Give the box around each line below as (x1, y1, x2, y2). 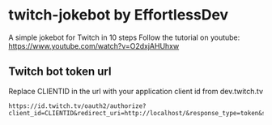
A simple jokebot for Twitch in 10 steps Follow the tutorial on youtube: (8, 32, 240, 42)
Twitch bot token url (8, 65, 112, 79)
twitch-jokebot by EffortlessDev (8, 6, 229, 24)
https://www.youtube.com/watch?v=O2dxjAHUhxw (8, 41, 180, 50)
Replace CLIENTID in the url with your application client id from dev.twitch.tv (8, 86, 264, 96)
